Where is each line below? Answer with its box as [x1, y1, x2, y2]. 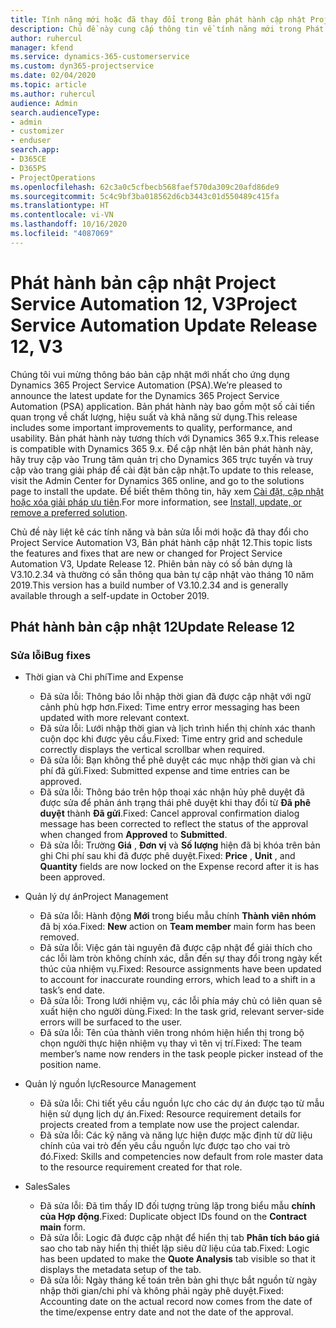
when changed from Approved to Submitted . [39, 829, 228, 841]
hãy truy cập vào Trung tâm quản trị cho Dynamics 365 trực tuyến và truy [10, 453, 313, 465]
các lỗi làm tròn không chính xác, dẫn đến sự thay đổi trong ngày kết [39, 952, 323, 965]
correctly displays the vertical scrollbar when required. [39, 744, 265, 756]
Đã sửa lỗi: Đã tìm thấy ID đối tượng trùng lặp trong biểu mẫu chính [39, 1200, 316, 1212]
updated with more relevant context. [39, 712, 190, 724]
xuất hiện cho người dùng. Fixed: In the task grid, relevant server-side [39, 1006, 325, 1018]
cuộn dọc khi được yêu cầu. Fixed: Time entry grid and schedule [39, 733, 303, 745]
